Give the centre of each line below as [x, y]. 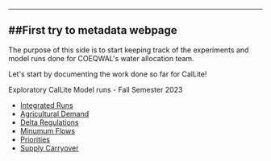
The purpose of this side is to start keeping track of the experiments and [129, 50]
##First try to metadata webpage [93, 30]
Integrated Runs [47, 105]
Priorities [35, 139]
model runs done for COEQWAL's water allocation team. [102, 58]
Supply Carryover [49, 148]
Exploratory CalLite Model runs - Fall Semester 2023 [96, 89]
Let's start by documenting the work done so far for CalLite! [108, 74]
